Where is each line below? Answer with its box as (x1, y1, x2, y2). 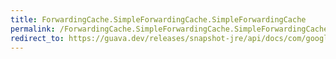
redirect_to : (10, 33, 65, 43)
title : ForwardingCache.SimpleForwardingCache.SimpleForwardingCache (10, 14, 307, 25)
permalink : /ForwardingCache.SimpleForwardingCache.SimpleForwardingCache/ (10, 24, 333, 34)
